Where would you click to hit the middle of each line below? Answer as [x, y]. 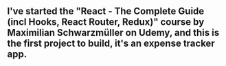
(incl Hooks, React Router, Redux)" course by [106, 22]
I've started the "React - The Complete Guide [106, 11]
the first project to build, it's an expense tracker [111, 44]
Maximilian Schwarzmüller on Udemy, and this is [113, 33]
